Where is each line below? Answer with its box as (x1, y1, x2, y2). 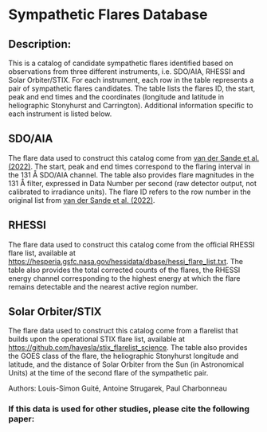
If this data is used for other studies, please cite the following (8, 403, 249, 414)
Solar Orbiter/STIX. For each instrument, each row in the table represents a (8, 76, 254, 84)
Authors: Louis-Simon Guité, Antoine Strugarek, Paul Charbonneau (8, 383, 227, 393)
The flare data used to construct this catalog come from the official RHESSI (8, 239, 255, 249)
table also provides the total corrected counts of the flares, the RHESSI (8, 265, 241, 274)
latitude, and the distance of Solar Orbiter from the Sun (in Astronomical (8, 360, 245, 369)
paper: (8, 414, 35, 425)
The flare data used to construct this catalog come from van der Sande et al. (8, 153, 260, 162)
